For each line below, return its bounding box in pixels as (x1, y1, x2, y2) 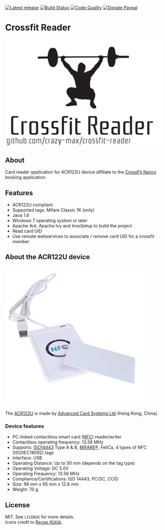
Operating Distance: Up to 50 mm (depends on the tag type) (12, 460, 135, 466)
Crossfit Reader (5, 22, 71, 33)
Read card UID (12, 228, 42, 234)
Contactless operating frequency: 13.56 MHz (12, 439, 104, 445)
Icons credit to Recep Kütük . (5, 519, 63, 525)
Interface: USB (12, 455, 42, 461)
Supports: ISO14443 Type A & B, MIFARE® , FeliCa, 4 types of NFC (12, 444, 147, 450)
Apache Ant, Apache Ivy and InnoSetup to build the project (12, 223, 132, 229)
